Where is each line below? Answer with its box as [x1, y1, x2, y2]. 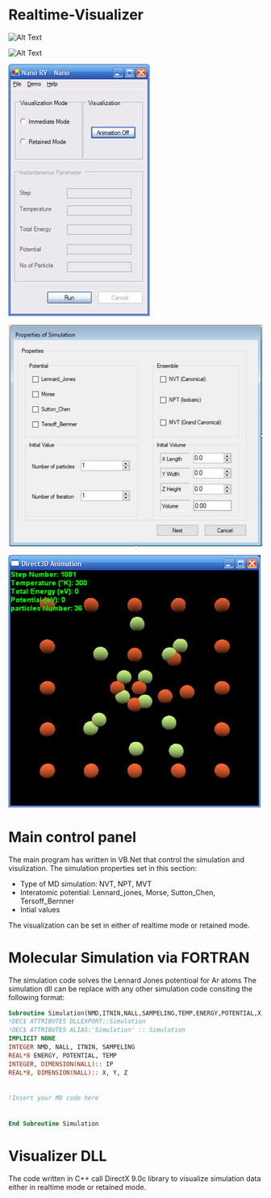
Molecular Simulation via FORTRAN [8, 949, 250, 966]
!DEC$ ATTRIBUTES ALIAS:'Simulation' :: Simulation [8, 1026, 186, 1034]
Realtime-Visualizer [8, 6, 144, 24]
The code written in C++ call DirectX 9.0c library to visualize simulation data [8, 1173, 261, 1183]
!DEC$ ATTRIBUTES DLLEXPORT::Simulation [8, 1017, 147, 1026]
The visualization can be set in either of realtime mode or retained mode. [8, 920, 250, 930]
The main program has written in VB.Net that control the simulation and [8, 854, 244, 865]
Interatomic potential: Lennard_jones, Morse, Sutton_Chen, [19, 887, 216, 897]
